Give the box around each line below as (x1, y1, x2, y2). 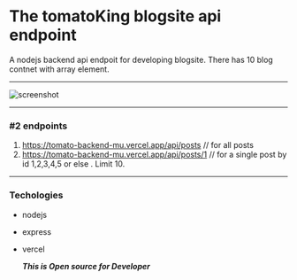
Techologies (9, 189, 64, 201)
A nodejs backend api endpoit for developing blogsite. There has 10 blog (9, 54, 274, 65)
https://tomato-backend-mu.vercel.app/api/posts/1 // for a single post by (21, 149, 287, 160)
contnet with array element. (9, 64, 110, 74)
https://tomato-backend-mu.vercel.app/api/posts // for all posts (21, 140, 255, 151)
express (21, 226, 51, 237)
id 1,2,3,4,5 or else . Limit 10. (21, 159, 126, 169)
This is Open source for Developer (21, 261, 150, 271)
